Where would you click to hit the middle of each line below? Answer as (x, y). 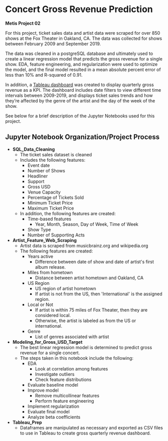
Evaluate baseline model (53, 385)
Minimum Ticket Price (50, 203)
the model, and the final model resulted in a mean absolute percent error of (83, 70)
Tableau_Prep (27, 422)
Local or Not (40, 304)
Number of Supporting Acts (56, 235)
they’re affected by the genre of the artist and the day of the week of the (80, 101)
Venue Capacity (44, 192)
